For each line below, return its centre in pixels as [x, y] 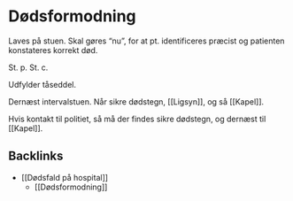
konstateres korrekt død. [53, 50]
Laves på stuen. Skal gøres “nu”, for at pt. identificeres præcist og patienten [146, 41]
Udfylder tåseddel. [42, 84]
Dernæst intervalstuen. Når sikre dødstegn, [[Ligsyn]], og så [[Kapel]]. [136, 101]
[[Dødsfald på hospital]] [64, 177]
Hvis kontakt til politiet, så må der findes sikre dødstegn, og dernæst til [137, 119]
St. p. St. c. [28, 67]
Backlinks [36, 156]
